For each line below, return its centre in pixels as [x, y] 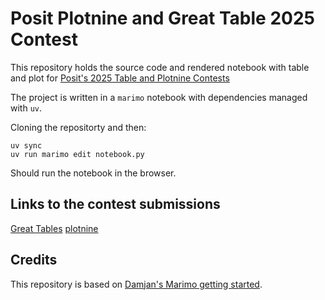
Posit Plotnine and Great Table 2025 [162, 18]
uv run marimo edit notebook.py [77, 154]
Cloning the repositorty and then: [78, 127]
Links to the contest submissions [115, 204]
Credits [34, 260]
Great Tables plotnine [54, 228]
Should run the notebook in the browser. [93, 173]
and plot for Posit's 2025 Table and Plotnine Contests [120, 78]
